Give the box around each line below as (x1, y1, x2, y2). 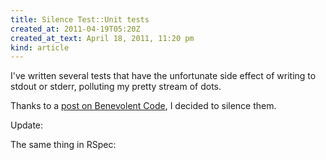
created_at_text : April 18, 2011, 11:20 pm (10, 33, 195, 43)
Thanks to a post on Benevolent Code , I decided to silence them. (10, 100, 277, 112)
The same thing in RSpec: (10, 139, 117, 151)
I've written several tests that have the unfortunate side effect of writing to (10, 70, 317, 82)
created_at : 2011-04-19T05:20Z (10, 24, 141, 34)
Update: (10, 119, 44, 131)
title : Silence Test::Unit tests (10, 14, 150, 25)
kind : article (10, 42, 70, 53)
